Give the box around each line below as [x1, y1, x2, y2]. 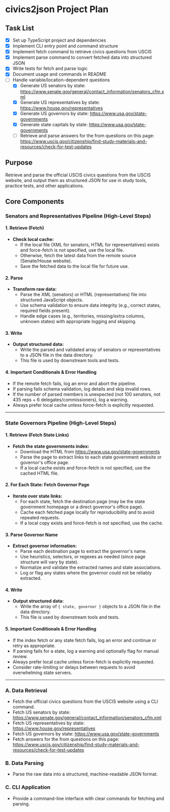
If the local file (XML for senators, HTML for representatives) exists [20, 242, 160, 248]
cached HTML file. [20, 470, 59, 476]
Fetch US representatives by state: [12, 720, 85, 726]
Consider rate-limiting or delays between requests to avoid [12, 664, 136, 670]
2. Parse [5, 275, 23, 281]
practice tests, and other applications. [5, 183, 84, 189]
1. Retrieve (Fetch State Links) [5, 432, 69, 438]
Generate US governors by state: [20, 110, 89, 116]
